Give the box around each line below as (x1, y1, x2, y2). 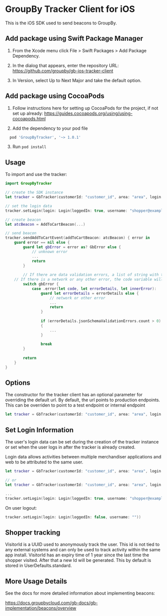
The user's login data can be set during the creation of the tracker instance (5, 439, 159, 445)
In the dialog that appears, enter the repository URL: (12, 62, 119, 68)
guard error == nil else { (14, 240, 70, 245)
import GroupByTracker (5, 181, 52, 186)
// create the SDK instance (5, 190, 64, 195)
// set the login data (5, 203, 52, 208)
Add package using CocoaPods (5, 92, 104, 100)
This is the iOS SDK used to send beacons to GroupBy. (5, 20, 117, 26)
